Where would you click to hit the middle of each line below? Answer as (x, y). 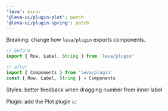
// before (18, 51)
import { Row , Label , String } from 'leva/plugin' (70, 56)
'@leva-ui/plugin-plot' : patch (45, 17)
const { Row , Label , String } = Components (61, 78)
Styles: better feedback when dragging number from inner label (84, 90)
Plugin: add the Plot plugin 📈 (42, 101)
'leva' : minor (24, 12)
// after (17, 67)
